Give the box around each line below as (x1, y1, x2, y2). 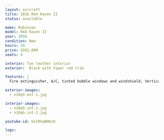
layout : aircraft (5, 7, 41, 12)
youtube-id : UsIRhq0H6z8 (5, 119, 56, 124)
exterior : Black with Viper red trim (5, 65, 84, 71)
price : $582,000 (5, 47, 38, 53)
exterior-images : (5, 88, 41, 93)
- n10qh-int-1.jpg (9, 105, 47, 110)
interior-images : (5, 101, 41, 106)
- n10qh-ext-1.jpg (9, 92, 47, 97)
